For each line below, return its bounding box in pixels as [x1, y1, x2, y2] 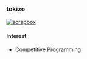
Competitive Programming [15, 46, 81, 53]
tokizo [6, 5, 26, 13]
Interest [6, 32, 27, 39]
